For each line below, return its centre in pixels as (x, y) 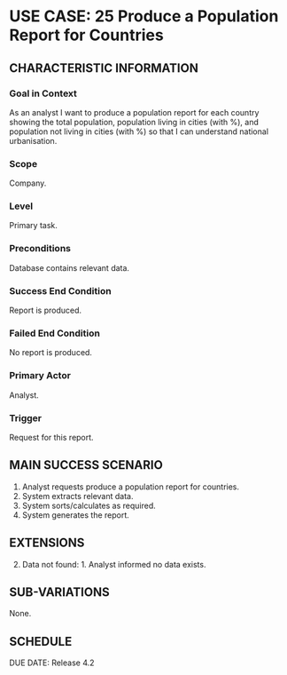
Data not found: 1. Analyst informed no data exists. (114, 564)
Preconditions (40, 249)
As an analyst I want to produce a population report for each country (134, 112)
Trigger (26, 417)
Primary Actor (40, 376)
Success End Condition (61, 290)
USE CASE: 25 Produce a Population (144, 16)
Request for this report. (52, 437)
